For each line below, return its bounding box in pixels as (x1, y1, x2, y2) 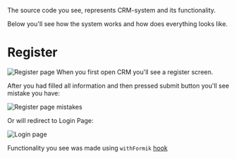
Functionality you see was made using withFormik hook (7, 143, 168, 152)
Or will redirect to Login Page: (7, 116, 94, 124)
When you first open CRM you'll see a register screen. (56, 67, 213, 76)
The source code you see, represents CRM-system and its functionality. (7, 6, 216, 14)
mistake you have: (7, 88, 60, 98)
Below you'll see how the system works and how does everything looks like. (7, 20, 228, 28)
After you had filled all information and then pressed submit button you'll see (7, 81, 230, 90)
